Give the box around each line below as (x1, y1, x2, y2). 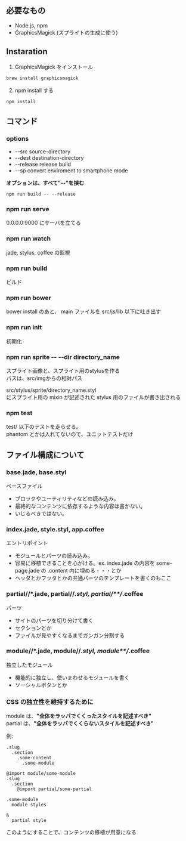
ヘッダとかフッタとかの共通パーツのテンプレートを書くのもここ (14, 574, 172, 582)
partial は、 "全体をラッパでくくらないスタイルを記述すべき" (6, 720, 154, 727)
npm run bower (6, 294, 52, 302)
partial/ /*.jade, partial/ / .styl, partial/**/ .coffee (6, 590, 144, 598)
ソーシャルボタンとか (14, 681, 67, 688)
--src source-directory (14, 148, 71, 155)
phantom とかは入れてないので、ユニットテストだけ (6, 431, 134, 438)
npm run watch (6, 234, 51, 243)
